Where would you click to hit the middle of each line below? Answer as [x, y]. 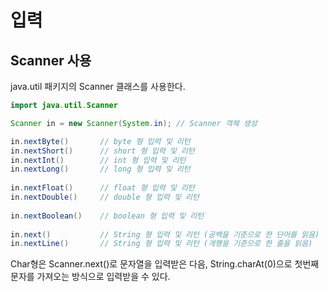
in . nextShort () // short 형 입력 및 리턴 [102, 151]
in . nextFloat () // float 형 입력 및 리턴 [102, 188]
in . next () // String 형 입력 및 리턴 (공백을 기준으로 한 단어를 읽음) [165, 234]
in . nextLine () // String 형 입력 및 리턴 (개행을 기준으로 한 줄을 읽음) [161, 244]
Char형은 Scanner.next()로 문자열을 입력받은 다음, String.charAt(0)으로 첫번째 [165, 264]
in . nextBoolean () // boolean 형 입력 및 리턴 [107, 216]
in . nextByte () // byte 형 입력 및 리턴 [100, 141]
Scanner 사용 [51, 60]
